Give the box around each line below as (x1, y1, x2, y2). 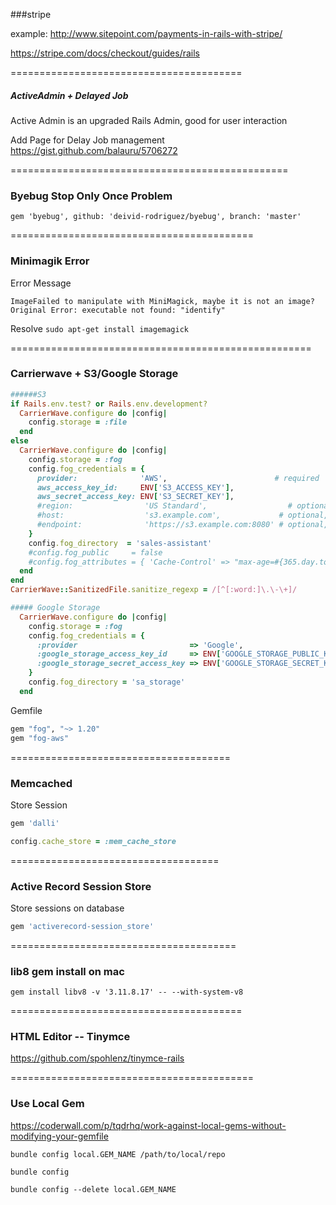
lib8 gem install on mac (10, 964, 125, 978)
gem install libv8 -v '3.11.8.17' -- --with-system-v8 (10, 987, 244, 998)
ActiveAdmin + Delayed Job (10, 89, 129, 101)
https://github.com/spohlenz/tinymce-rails (10, 1052, 185, 1064)
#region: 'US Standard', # (36, 501, 293, 511)
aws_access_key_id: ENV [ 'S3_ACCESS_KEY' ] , (36, 482, 235, 493)
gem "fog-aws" (10, 733, 70, 743)
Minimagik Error (10, 254, 90, 268)
